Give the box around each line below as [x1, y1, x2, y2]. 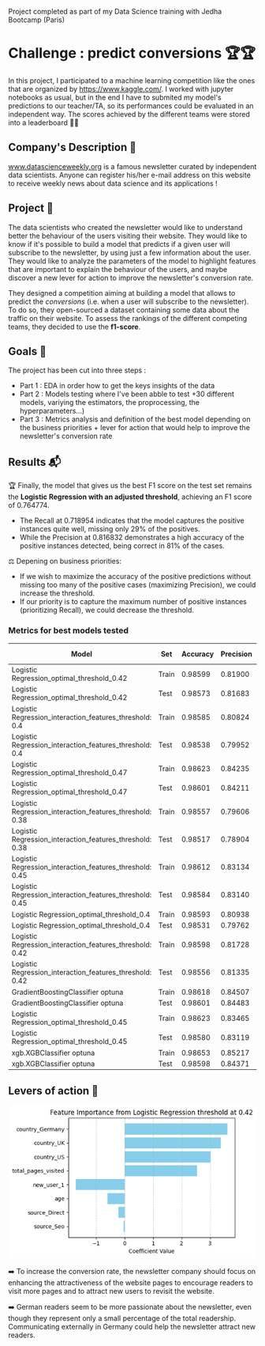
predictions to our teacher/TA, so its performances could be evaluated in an [8, 100, 254, 110]
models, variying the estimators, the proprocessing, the [19, 398, 200, 407]
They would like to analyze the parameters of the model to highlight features [8, 256, 256, 266]
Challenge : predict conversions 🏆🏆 [8, 44, 256, 62]
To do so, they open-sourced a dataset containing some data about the [8, 304, 240, 315]
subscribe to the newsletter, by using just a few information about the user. [8, 248, 252, 257]
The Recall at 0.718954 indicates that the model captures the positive [19, 516, 244, 525]
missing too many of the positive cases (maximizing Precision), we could [19, 580, 256, 590]
